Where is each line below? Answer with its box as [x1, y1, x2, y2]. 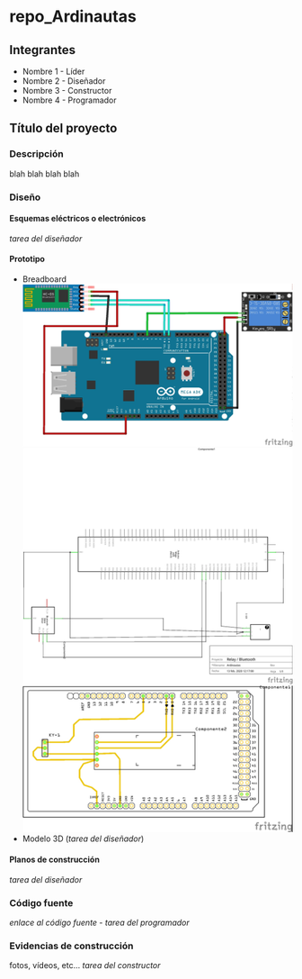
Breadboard [22, 274, 67, 285]
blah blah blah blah [9, 168, 80, 179]
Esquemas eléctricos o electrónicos [9, 213, 147, 224]
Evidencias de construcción [9, 939, 134, 952]
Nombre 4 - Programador [22, 95, 117, 105]
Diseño [9, 191, 41, 204]
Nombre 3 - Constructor [22, 86, 112, 95]
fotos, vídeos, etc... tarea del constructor [9, 960, 161, 971]
